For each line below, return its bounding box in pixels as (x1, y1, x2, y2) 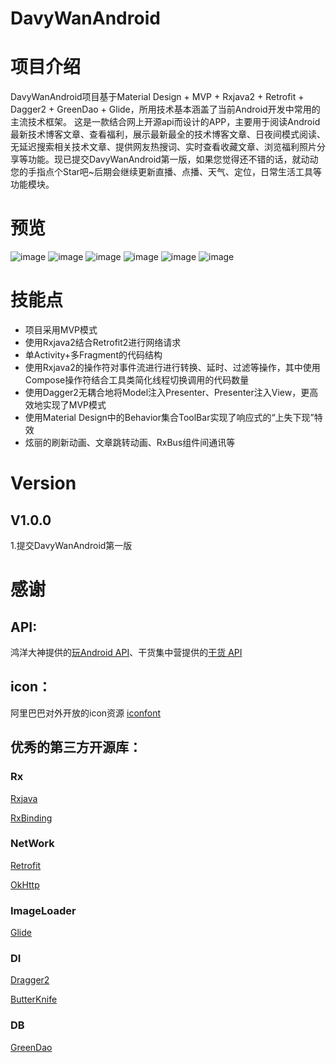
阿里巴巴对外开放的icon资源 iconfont (10, 707, 162, 719)
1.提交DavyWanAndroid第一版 (10, 540, 133, 551)
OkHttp (10, 878, 40, 891)
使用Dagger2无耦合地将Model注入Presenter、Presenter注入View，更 (24, 387, 310, 398)
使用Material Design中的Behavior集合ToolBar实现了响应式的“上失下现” (24, 412, 315, 423)
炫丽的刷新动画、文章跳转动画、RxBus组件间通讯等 (24, 437, 236, 448)
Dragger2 (10, 974, 50, 986)
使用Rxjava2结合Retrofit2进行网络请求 (24, 337, 182, 348)
